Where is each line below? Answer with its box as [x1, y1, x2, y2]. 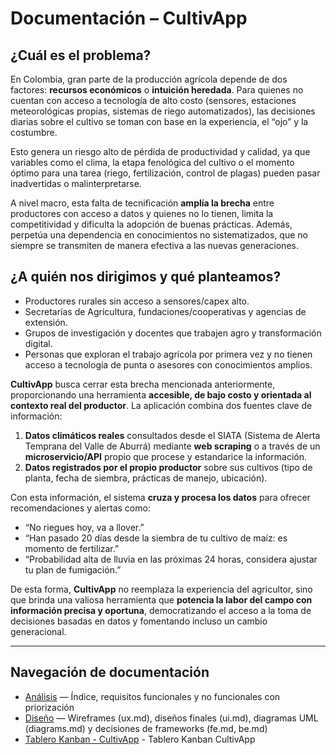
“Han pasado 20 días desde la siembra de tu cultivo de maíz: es [24, 532, 288, 544]
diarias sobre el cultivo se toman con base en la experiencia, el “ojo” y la [10, 116, 309, 127]
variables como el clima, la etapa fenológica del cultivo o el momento [10, 157, 295, 168]
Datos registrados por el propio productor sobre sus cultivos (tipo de [24, 461, 313, 473]
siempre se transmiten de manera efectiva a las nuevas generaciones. [10, 240, 299, 251]
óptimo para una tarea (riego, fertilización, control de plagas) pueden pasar [10, 167, 321, 179]
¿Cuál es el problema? [10, 47, 152, 64]
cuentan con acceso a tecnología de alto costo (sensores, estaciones [10, 95, 297, 106]
